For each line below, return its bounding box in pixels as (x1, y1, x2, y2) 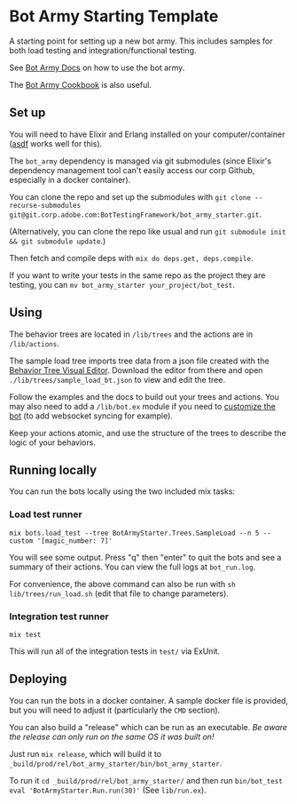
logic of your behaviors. (9, 437, 96, 448)
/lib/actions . (9, 338, 59, 348)
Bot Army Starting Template (9, 6, 219, 27)
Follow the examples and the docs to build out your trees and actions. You (9, 391, 279, 402)
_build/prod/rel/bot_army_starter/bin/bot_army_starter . (9, 758, 223, 768)
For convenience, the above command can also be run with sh (9, 578, 237, 589)
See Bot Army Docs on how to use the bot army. (9, 62, 185, 73)
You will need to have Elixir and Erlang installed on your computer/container (9, 129, 285, 139)
